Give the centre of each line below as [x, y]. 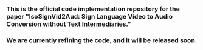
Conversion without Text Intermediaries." [69, 24]
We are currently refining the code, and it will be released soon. [102, 40]
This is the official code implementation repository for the [93, 9]
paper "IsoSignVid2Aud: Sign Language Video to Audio [90, 16]
